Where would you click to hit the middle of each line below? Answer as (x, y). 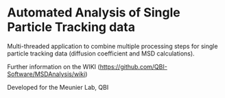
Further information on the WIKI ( (54, 66)
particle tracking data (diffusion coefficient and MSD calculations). (101, 53)
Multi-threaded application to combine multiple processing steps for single (113, 46)
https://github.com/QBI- (134, 66)
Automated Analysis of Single (94, 13)
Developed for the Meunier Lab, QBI (58, 87)
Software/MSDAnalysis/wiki (46, 74)
